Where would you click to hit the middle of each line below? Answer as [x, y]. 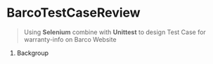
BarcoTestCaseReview [74, 13]
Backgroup [33, 53]
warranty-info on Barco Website [70, 39]
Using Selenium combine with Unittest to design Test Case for [115, 32]
